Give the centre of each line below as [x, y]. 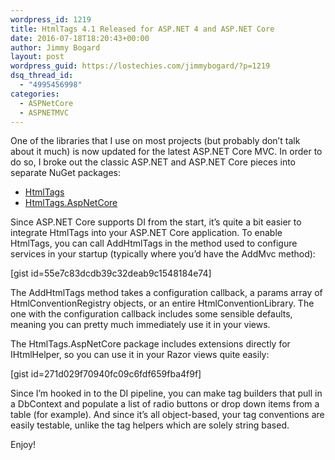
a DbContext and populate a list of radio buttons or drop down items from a [165, 404]
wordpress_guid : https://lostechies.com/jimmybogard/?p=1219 [140, 66]
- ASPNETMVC [44, 112]
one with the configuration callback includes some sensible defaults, [151, 314]
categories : [35, 94]
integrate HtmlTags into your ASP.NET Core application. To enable [146, 233]
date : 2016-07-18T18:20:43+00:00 [80, 38]
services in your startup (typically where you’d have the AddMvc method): [163, 254]
